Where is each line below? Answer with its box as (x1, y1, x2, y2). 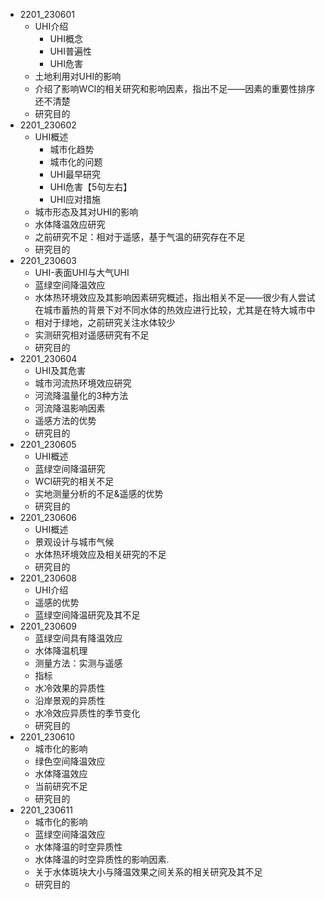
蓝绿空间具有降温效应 (34, 632, 123, 644)
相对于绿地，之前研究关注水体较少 (34, 317, 176, 328)
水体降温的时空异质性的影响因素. (34, 854, 170, 865)
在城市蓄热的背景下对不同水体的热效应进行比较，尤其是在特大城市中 (34, 304, 316, 316)
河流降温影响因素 (34, 402, 106, 414)
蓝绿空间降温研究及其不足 (34, 609, 141, 621)
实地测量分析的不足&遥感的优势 (34, 488, 164, 499)
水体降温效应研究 (34, 219, 106, 230)
